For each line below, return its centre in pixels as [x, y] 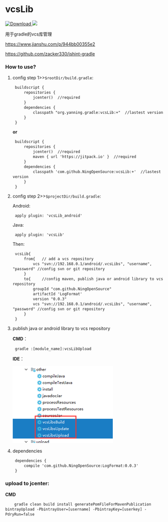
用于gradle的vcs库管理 [29, 34]
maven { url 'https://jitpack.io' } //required [85, 157]
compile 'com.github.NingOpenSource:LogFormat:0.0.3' [81, 466]
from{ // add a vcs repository [59, 259]
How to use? [21, 67]
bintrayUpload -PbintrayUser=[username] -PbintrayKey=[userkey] [74, 509]
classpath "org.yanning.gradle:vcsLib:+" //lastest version [98, 113]
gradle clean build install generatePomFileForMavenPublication [83, 504]
